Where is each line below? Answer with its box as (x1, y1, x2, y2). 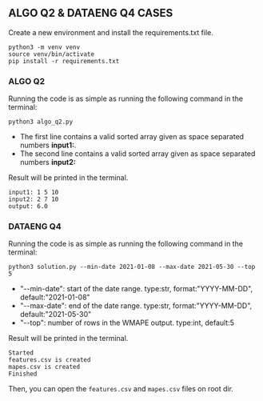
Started (8, 349, 34, 357)
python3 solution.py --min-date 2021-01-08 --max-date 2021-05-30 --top (8, 263, 256, 271)
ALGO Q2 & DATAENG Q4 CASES (8, 6, 173, 20)
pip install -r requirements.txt (8, 57, 120, 65)
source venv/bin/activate (8, 50, 94, 58)
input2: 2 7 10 (8, 195, 59, 203)
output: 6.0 (8, 203, 48, 211)
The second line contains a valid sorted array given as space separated (19, 149, 256, 158)
